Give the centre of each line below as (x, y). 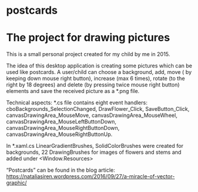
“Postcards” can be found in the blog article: (61, 170)
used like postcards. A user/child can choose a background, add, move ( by (99, 72)
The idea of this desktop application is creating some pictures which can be (99, 66)
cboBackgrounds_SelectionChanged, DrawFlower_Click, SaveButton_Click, (98, 109)
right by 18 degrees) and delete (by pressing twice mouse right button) (93, 85)
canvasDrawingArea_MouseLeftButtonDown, (61, 122)
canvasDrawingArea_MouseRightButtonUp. (59, 134)
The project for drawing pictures (88, 38)
